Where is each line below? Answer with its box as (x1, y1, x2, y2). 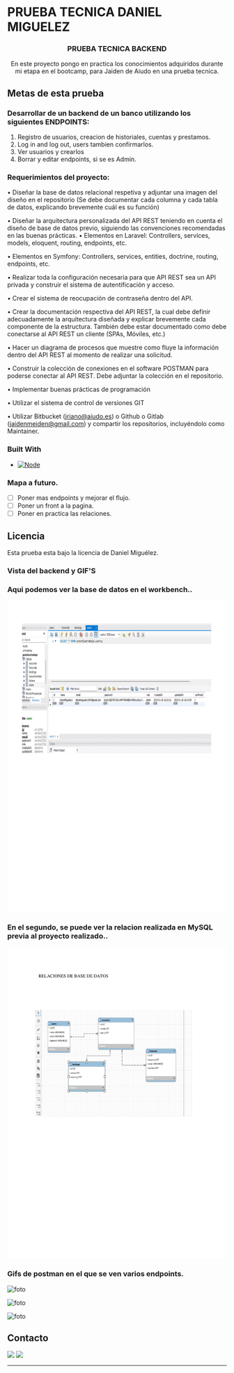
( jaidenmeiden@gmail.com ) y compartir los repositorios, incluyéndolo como (7, 420, 225, 428)
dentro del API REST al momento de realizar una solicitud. (7, 351, 173, 359)
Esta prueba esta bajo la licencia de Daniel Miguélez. (7, 549, 159, 557)
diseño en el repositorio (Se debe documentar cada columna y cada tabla (7, 196, 218, 204)
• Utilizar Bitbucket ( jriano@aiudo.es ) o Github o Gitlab (7, 412, 164, 420)
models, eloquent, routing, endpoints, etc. (7, 238, 127, 248)
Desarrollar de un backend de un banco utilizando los (7, 108, 192, 118)
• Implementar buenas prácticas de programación (7, 385, 151, 394)
